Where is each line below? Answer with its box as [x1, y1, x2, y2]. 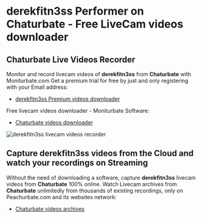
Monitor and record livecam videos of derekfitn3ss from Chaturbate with [6, 71, 192, 77]
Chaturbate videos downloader [15, 119, 93, 126]
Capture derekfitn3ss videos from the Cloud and [6, 148, 194, 159]
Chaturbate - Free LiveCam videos [6, 17, 184, 31]
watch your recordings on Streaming [6, 158, 148, 168]
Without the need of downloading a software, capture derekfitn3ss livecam [6, 174, 196, 181]
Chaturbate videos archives [15, 205, 85, 213]
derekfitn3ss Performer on [6, 4, 144, 18]
